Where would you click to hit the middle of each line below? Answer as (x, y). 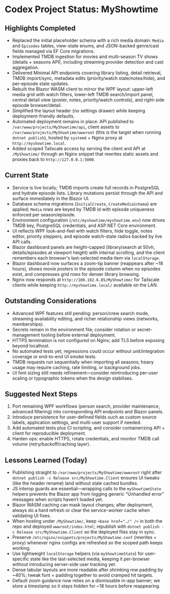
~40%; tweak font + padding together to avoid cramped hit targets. (83, 575)
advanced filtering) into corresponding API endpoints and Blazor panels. (88, 412)
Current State (27, 175)
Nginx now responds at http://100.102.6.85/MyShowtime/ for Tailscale (86, 279)
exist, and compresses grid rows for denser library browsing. (76, 274)
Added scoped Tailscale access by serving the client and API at (79, 148)
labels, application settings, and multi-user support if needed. (77, 422)
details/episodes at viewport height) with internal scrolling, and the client (88, 252)
